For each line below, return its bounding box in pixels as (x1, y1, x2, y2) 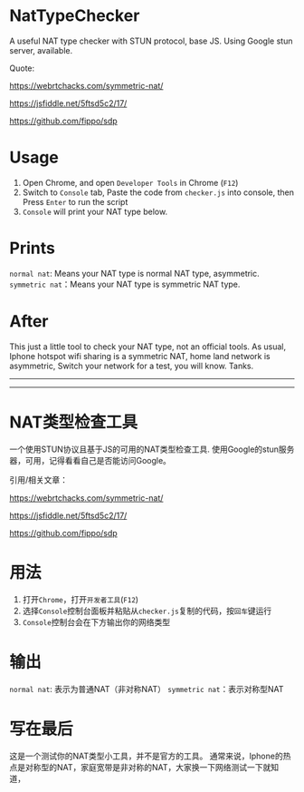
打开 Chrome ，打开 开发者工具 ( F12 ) (22, 593, 138, 604)
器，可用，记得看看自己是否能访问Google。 (9, 455, 172, 465)
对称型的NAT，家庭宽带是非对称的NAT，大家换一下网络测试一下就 (24, 761, 271, 772)
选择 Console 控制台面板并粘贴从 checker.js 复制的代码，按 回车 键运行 (22, 605, 272, 616)
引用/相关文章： (9, 474, 69, 485)
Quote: (9, 63, 35, 73)
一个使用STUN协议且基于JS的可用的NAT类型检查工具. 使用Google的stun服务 (9, 444, 295, 455)
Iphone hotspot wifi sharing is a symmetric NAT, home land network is (9, 350, 271, 361)
